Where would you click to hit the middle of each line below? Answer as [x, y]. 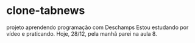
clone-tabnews [46, 11]
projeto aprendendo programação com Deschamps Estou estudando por [97, 27]
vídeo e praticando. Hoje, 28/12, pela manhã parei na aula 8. [82, 33]
